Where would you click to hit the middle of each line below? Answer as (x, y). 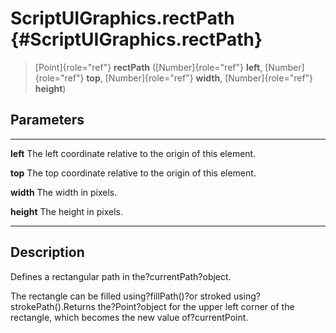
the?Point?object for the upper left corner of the (196, 306)
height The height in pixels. (66, 211)
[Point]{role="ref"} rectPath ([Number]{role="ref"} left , (148, 67)
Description (47, 252)
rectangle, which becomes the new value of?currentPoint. (129, 317)
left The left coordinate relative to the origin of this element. (133, 153)
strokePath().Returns (53, 306)
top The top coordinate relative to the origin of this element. (133, 173)
